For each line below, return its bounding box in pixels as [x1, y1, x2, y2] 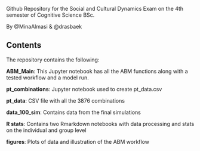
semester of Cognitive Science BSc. [6, 11, 95, 19]
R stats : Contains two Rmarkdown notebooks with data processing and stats [6, 120, 195, 127]
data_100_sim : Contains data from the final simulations [6, 109, 141, 116]
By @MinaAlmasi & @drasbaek [6, 23, 82, 30]
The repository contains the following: [6, 56, 100, 63]
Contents [6, 40, 42, 50]
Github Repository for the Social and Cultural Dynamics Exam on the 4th [6, 5, 184, 12]
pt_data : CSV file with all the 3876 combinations [6, 97, 125, 104]
